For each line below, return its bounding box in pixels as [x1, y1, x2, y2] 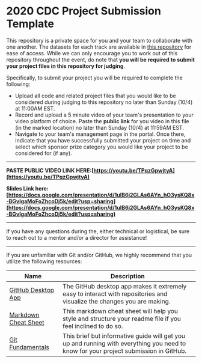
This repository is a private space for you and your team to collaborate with [6, 37, 192, 44]
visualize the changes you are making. [63, 297, 171, 305]
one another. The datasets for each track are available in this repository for [6, 43, 192, 50]
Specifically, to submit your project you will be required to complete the [6, 74, 183, 81]
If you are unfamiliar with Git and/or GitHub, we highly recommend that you [6, 251, 192, 258]
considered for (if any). [14, 149, 72, 157]
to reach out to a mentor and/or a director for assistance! [6, 234, 147, 241]
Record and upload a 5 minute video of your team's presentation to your [14, 111, 194, 118]
